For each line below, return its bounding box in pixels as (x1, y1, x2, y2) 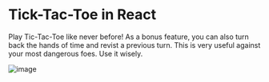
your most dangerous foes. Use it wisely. (8, 49, 143, 58)
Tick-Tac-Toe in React (8, 6, 157, 24)
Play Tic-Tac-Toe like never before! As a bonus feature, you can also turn (8, 32, 250, 41)
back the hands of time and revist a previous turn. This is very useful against (8, 40, 261, 49)
